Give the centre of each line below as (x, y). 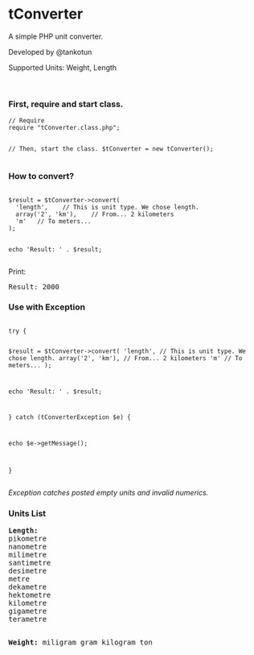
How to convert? (41, 176)
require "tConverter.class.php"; (64, 128)
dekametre (27, 587)
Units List (27, 513)
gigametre (27, 611)
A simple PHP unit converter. (56, 36)
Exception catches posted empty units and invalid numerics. (109, 492)
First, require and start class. (66, 104)
